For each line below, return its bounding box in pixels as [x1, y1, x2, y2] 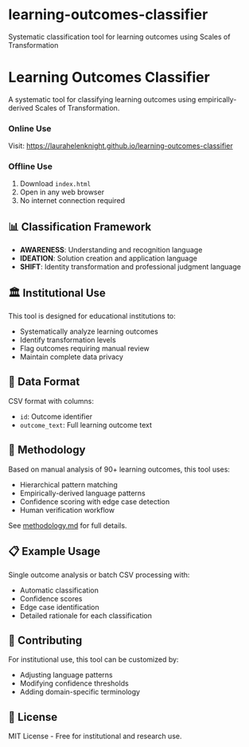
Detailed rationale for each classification [19, 611, 153, 620]
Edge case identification [19, 602, 99, 612]
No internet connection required [19, 196, 126, 205]
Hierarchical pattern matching [19, 479, 118, 489]
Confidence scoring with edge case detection [19, 496, 170, 506]
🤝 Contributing [8, 633, 83, 647]
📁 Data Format [8, 375, 80, 389]
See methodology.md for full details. [8, 520, 127, 530]
